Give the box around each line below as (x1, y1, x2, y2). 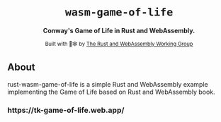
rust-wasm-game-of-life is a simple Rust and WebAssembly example (7, 80, 208, 88)
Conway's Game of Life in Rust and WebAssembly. (42, 26, 195, 35)
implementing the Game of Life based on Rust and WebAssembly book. (7, 87, 215, 96)
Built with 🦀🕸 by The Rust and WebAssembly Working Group (45, 40, 193, 47)
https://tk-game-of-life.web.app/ (7, 105, 125, 115)
